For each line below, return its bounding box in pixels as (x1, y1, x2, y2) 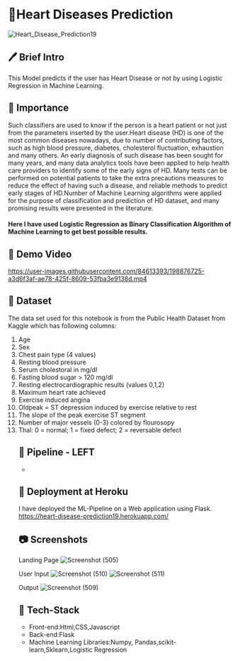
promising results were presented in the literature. (8, 204, 154, 212)
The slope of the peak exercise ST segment (18, 410, 146, 419)
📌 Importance (8, 102, 69, 114)
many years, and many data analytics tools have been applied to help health (8, 158, 229, 167)
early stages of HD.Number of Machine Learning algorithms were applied (8, 188, 222, 197)
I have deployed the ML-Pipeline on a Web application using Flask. (18, 504, 212, 513)
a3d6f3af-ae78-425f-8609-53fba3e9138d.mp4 (8, 274, 147, 283)
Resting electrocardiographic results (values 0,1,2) (18, 380, 165, 389)
